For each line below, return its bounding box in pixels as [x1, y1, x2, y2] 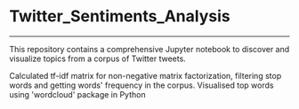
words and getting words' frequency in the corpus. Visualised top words [9, 80, 274, 90]
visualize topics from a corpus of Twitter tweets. [9, 53, 187, 64]
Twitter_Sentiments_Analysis [9, 6, 230, 27]
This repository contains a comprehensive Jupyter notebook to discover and [9, 43, 290, 54]
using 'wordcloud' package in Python [9, 89, 146, 99]
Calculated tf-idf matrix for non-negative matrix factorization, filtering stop [9, 70, 282, 81]
